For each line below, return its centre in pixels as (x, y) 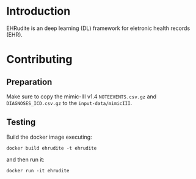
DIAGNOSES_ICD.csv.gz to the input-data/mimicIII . (69, 103)
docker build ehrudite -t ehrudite (52, 148)
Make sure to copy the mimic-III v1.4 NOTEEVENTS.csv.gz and (82, 97)
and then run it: (25, 159)
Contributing (39, 60)
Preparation (29, 82)
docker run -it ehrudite (38, 170)
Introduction (38, 11)
